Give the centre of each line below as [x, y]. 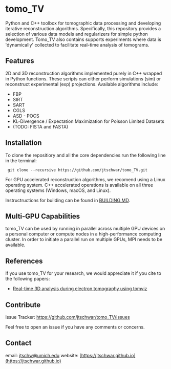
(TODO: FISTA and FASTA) [40, 126]
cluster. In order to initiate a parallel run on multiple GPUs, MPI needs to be [84, 240]
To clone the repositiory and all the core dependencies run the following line [85, 155]
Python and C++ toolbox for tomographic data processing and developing [83, 23]
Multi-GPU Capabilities [43, 216]
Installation [24, 143]
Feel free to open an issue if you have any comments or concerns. [75, 327]
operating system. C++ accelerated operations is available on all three [79, 185]
